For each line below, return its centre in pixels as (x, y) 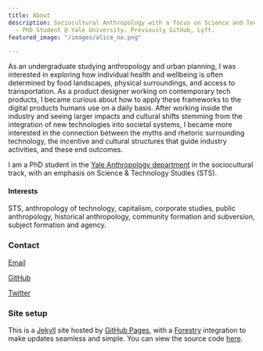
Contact (24, 245)
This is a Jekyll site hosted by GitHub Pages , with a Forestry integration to (127, 331)
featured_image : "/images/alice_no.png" (75, 37)
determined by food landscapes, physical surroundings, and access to (122, 83)
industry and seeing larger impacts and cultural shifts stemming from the (125, 116)
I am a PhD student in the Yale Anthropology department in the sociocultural (131, 165)
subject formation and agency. (58, 225)
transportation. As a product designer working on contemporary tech (119, 92)
